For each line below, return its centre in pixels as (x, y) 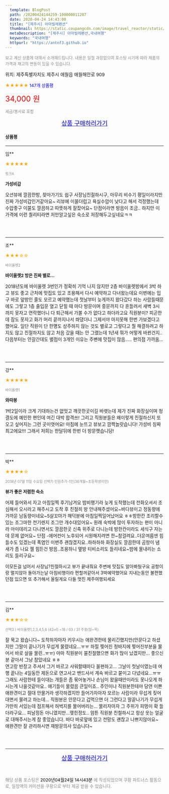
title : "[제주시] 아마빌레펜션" (39, 24)
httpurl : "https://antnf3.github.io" (49, 43)
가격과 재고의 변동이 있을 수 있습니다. (38, 64)
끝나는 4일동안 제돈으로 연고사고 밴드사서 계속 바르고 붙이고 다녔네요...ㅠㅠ (86, 673)
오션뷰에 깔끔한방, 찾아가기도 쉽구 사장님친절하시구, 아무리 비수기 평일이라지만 (84, 194)
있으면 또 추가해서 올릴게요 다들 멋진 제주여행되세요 (65, 579)
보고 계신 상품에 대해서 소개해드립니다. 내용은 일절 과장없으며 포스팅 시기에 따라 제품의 (82, 58)
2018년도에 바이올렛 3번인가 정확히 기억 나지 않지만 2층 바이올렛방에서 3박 (81, 286)
